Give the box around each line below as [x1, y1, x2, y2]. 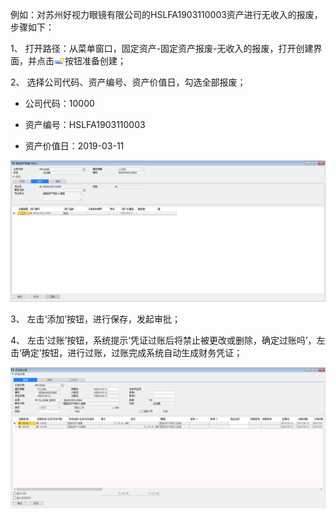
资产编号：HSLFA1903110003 [24, 119, 146, 130]
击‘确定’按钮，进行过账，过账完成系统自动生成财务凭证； [10, 346, 243, 358]
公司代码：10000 [24, 98, 95, 109]
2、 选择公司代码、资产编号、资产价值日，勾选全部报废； [10, 76, 247, 88]
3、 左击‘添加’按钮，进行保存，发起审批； [10, 313, 181, 325]
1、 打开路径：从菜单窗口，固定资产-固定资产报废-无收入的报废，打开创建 [10, 43, 314, 54]
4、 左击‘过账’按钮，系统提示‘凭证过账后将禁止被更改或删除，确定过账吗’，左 [10, 334, 326, 346]
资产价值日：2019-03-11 [24, 140, 125, 152]
